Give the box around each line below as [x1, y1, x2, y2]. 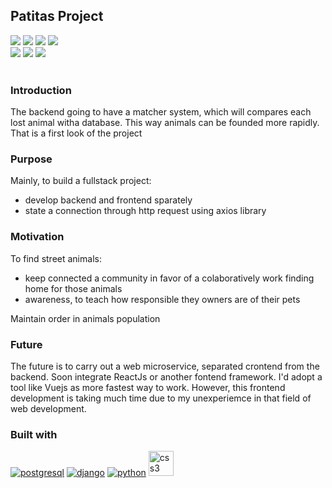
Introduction [10, 83, 72, 97]
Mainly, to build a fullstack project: [10, 175, 152, 187]
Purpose [10, 152, 53, 166]
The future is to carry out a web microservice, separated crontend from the [10, 360, 320, 372]
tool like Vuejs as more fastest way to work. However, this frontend [10, 382, 286, 393]
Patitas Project [10, 8, 104, 25]
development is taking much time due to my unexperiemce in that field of [10, 392, 312, 404]
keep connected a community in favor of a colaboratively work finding [24, 272, 315, 284]
